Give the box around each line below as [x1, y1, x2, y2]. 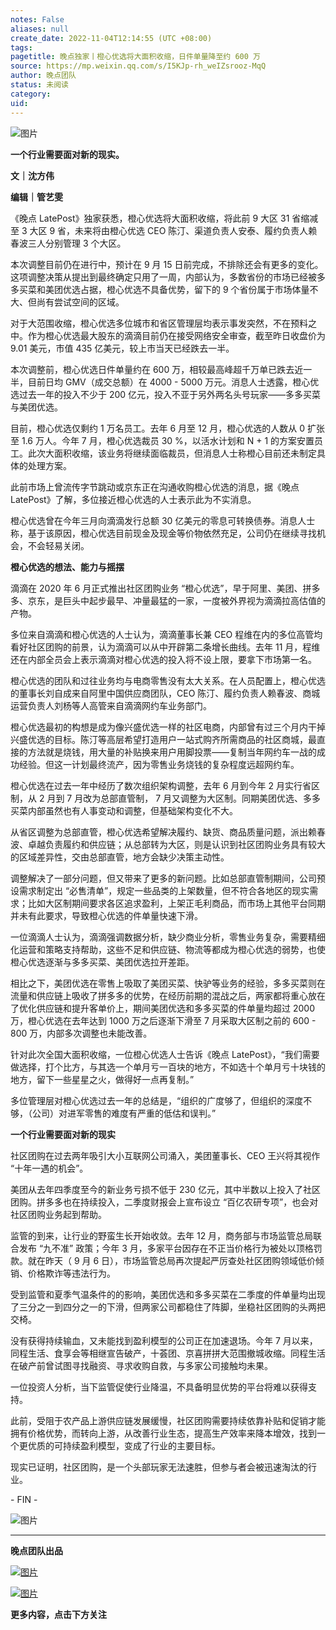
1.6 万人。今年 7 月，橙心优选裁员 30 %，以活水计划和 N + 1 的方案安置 [21, 434, 315, 446]
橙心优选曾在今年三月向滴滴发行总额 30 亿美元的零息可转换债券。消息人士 [10, 514, 316, 526]
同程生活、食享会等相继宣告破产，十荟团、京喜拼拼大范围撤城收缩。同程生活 [10, 1347, 326, 1359]
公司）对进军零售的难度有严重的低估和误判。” [31, 1107, 217, 1119]
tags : [10, 42, 33, 53]
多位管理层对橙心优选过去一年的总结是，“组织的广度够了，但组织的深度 [10, 1094, 304, 1106]
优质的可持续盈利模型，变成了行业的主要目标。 [27, 1439, 221, 1451]
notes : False [10, 14, 65, 25]
